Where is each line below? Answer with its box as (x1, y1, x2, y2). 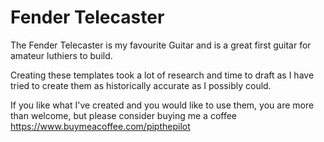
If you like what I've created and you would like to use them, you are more (10, 99, 315, 111)
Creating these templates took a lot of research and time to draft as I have (10, 69, 315, 81)
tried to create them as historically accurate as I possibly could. (10, 79, 272, 91)
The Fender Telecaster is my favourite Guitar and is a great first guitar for (10, 39, 312, 51)
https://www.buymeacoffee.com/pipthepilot (10, 120, 191, 132)
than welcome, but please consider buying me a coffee (10, 109, 238, 121)
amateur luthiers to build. (10, 49, 113, 61)
